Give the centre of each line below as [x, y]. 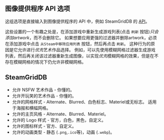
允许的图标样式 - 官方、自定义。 [44, 126]
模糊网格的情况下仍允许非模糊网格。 [50, 62]
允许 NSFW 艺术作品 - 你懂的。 [43, 90]
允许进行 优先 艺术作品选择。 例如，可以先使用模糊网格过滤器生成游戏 [87, 49]
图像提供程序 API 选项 [38, 9]
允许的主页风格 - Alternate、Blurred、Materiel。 [60, 114]
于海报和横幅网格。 [31, 108]
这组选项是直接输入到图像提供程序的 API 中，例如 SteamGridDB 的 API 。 [77, 21]
